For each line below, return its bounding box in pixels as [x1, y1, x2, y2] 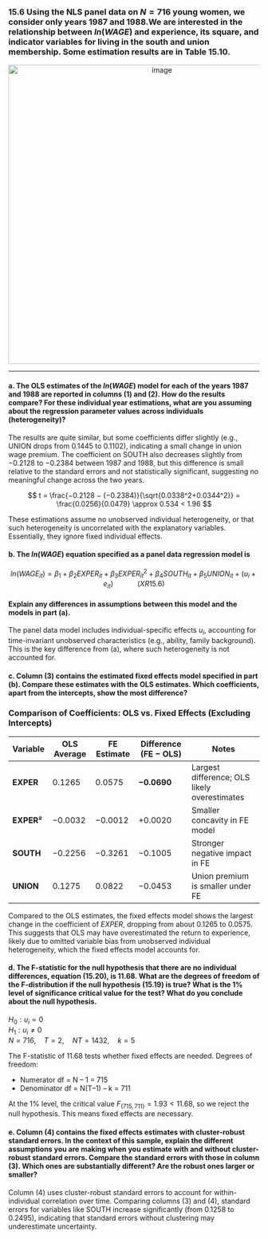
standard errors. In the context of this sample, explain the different [8, 1136, 234, 1146]
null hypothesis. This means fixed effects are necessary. [8, 1109, 194, 1119]
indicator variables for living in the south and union [8, 36, 210, 47]
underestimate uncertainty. [8, 1221, 97, 1231]
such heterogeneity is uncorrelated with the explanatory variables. [8, 523, 227, 532]
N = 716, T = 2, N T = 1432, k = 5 [8, 1036, 136, 1045]
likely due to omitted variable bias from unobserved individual [8, 936, 211, 945]
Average [53, 748, 86, 760]
